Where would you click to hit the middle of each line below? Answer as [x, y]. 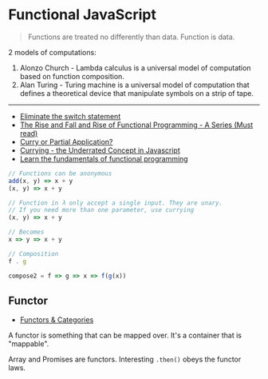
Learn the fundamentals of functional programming [104, 158]
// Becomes [26, 232]
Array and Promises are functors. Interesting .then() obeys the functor [125, 359]
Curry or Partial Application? [66, 142]
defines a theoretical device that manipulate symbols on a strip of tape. [136, 93]
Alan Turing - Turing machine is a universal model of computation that [134, 85]
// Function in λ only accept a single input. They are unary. [116, 203]
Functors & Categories [57, 320]
